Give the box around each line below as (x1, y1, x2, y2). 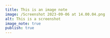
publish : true (5, 26, 35, 31)
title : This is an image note (5, 7, 68, 12)
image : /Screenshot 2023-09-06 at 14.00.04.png (5, 12, 106, 17)
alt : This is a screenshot (5, 16, 61, 21)
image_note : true (5, 21, 41, 26)
